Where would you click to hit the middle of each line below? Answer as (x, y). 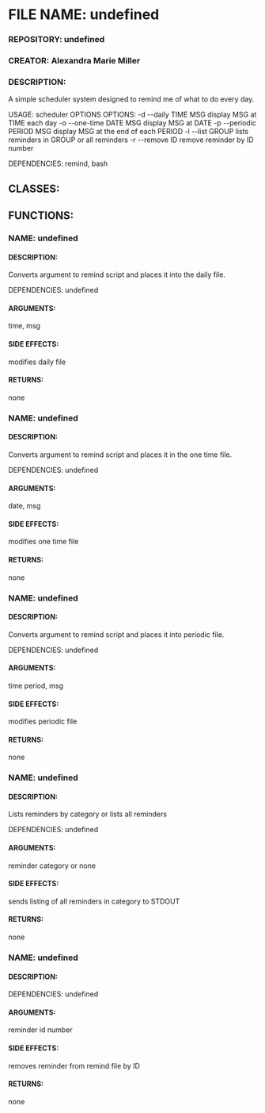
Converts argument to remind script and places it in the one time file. (120, 455)
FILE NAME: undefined (84, 15)
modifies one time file (44, 542)
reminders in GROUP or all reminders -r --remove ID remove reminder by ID (131, 140)
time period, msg (36, 685)
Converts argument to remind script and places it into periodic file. (116, 634)
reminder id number (40, 1030)
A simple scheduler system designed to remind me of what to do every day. (131, 99)
